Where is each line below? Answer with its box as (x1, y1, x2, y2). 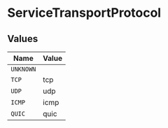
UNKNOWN (10, 65, 36, 73)
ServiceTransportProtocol (7, 5, 162, 21)
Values (7, 33, 38, 45)
